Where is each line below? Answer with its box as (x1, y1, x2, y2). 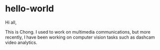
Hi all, (5, 19, 17, 25)
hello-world (5, 3, 54, 14)
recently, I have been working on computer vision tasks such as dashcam (5, 34, 155, 40)
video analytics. (5, 39, 38, 45)
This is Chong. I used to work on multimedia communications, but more (5, 29, 151, 35)
